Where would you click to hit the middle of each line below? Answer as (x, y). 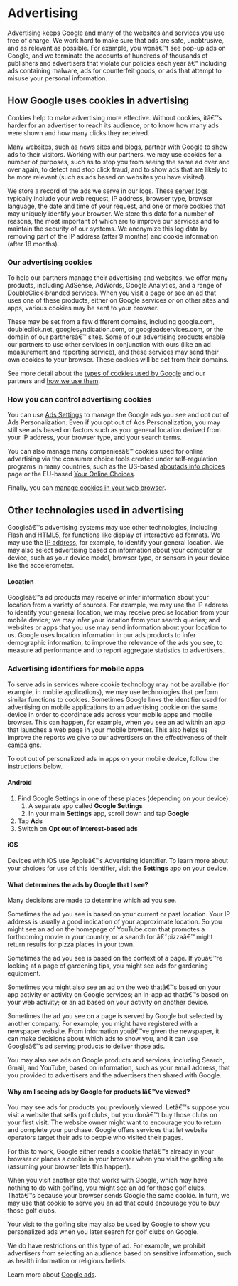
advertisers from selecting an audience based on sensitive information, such (119, 1253)
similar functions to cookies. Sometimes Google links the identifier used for (117, 699)
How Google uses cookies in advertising (98, 101)
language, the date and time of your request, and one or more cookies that (117, 206)
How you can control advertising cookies (80, 399)
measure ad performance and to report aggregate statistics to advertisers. (116, 650)
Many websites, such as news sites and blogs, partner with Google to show (118, 147)
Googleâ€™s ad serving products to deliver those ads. (86, 1046)
